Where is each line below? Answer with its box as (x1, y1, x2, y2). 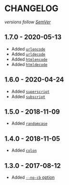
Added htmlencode (11, 56, 47, 62)
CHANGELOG (4, 3, 58, 14)
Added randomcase (11, 120, 47, 126)
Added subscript (11, 93, 46, 100)
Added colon (11, 148, 37, 153)
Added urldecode (11, 51, 46, 57)
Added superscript (11, 88, 50, 94)
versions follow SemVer (4, 19, 51, 25)
